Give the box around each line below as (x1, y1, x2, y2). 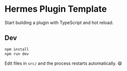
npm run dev (4, 51, 29, 56)
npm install (4, 47, 29, 52)
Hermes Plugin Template (4, 3, 107, 15)
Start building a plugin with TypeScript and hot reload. (4, 20, 114, 25)
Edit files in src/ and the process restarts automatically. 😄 (4, 60, 123, 66)
